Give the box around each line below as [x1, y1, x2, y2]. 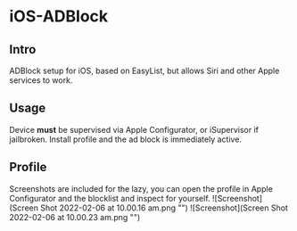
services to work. [9, 75, 73, 86]
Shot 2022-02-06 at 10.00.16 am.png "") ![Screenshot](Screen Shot [39, 202, 288, 213]
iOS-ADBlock [9, 6, 109, 27]
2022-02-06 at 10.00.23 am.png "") [9, 211, 141, 222]
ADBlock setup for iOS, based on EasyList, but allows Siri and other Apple [9, 65, 280, 76]
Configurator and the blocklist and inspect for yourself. [9, 193, 211, 203]
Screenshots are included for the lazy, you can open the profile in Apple [9, 183, 274, 194]
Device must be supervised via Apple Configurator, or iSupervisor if [9, 124, 259, 135]
